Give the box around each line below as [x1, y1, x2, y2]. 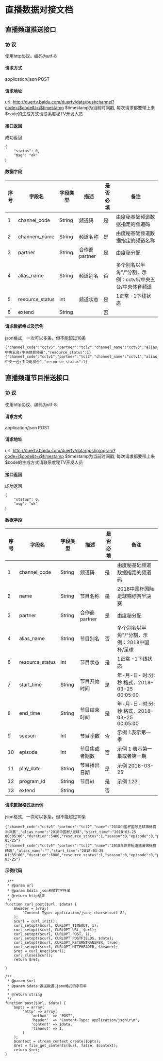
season [19, 732, 36, 739]
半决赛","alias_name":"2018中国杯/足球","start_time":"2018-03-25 [5, 830, 136, 834]
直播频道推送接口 [5, 25, 56, 34]
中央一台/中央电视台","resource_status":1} [5, 359, 88, 364]
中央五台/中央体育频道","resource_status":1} [5, 350, 91, 355]
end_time [19, 710, 40, 717]
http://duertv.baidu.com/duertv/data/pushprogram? [13, 447, 115, 453]
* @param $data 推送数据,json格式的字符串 [7, 983, 87, 989]
